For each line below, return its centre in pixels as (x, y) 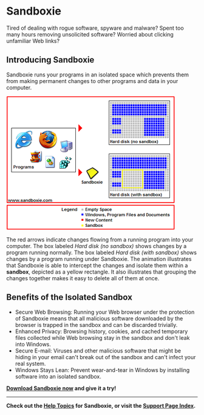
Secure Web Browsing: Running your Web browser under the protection (105, 312)
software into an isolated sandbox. (58, 376)
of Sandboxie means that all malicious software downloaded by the (99, 318)
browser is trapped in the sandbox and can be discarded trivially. (96, 325)
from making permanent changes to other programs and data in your (92, 81)
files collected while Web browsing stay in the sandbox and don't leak (102, 337)
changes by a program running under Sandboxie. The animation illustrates (99, 258)
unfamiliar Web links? (33, 41)
